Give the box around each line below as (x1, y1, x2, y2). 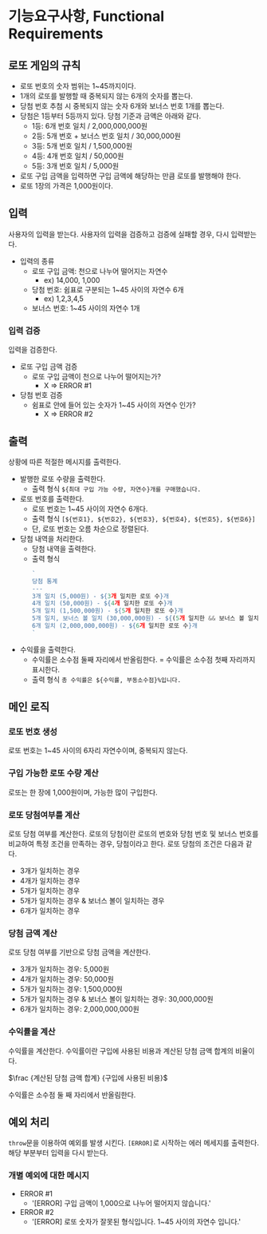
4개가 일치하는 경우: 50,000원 (19, 974, 114, 984)
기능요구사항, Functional (8, 7, 165, 26)
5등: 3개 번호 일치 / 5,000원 (31, 161, 120, 170)
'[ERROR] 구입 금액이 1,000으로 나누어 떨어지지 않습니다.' (31, 1198, 211, 1208)
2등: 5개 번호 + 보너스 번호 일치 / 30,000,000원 (31, 131, 181, 141)
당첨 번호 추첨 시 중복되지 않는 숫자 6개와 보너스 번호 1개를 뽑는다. (19, 101, 225, 110)
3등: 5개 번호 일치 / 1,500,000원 (31, 141, 133, 150)
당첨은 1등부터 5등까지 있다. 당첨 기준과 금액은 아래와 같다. (19, 111, 202, 121)
